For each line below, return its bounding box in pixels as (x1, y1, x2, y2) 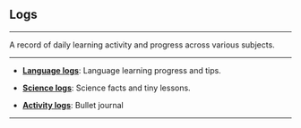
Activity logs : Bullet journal (21, 99, 124, 110)
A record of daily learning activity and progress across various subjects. (9, 39, 275, 50)
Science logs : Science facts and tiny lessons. (21, 82, 191, 93)
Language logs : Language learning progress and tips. (21, 64, 221, 75)
